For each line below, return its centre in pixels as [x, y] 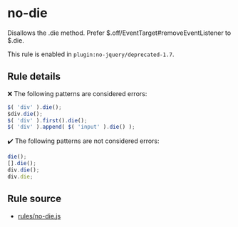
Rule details [34, 76]
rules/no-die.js [39, 216]
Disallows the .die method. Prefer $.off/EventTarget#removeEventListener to [119, 33]
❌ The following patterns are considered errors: [77, 93]
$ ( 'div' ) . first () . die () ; [47, 120]
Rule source [35, 199]
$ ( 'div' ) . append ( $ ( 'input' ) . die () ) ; [71, 127]
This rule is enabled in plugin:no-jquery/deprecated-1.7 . [91, 54]
